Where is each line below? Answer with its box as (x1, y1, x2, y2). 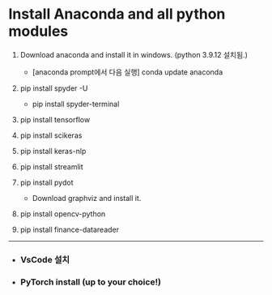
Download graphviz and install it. (32, 193, 142, 203)
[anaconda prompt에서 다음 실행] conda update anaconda (32, 66, 223, 77)
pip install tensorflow (19, 114, 91, 124)
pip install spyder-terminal (32, 99, 120, 109)
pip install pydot (19, 177, 74, 187)
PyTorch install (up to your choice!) (19, 276, 162, 288)
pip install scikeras (19, 130, 83, 140)
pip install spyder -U (19, 83, 88, 93)
